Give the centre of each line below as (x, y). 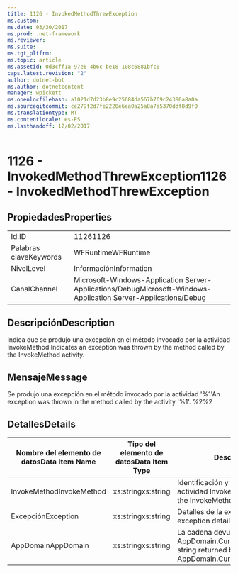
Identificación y (203, 482)
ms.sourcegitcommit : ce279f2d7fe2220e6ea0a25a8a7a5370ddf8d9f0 (103, 106)
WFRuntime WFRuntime (112, 252)
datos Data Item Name (58, 462)
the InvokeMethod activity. (46, 355)
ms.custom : (23, 21)
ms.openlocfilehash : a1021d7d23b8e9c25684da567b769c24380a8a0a (103, 100)
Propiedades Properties (59, 217)
